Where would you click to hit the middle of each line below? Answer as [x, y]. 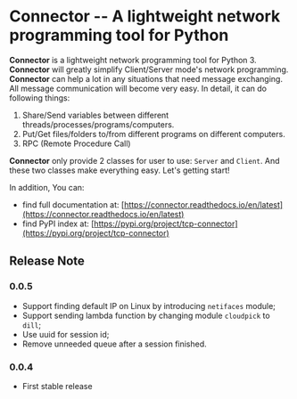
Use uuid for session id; [66, 334]
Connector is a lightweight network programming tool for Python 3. [133, 60]
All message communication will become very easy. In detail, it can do [138, 88]
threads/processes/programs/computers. [98, 124]
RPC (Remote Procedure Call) [76, 143]
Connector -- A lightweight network [145, 16]
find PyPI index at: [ [58, 224]
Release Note [47, 261]
